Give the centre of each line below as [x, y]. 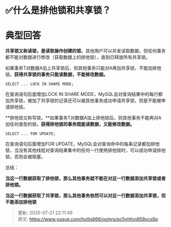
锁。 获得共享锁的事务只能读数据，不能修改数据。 [56, 74]
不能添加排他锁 [21, 202]
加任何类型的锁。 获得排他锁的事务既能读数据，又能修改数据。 [70, 124]
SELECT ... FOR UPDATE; [31, 134]
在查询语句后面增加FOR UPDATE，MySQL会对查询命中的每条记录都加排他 [83, 144]
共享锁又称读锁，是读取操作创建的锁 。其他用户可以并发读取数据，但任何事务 [85, 51]
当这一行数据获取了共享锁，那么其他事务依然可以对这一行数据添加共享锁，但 [85, 196]
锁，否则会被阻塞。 [25, 157]
